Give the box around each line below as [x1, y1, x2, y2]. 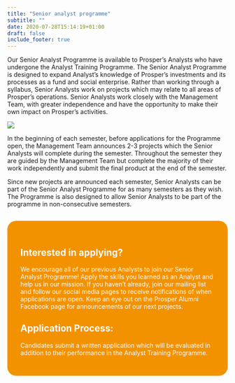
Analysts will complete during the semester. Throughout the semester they [7, 149, 222, 158]
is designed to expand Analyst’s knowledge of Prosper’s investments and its [7, 71, 226, 79]
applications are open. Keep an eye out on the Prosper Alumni [20, 295, 199, 303]
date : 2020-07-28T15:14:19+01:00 [7, 23, 105, 30]
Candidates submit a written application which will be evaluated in [20, 341, 211, 349]
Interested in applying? [20, 246, 124, 258]
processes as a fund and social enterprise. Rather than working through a [7, 78, 220, 86]
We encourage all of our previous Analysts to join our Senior [20, 265, 194, 273]
